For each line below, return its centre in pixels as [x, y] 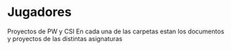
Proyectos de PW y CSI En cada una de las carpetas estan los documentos [116, 31]
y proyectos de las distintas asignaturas [65, 38]
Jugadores [39, 12]
